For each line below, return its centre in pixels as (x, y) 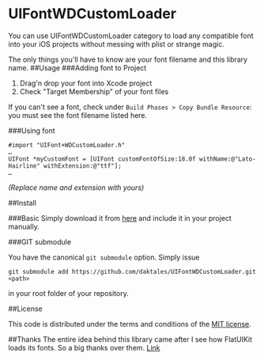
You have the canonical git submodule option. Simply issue (104, 257)
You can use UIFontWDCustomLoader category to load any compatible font (131, 36)
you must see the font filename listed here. (78, 115)
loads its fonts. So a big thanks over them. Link (84, 347)
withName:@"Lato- (228, 159)
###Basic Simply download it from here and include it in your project (120, 218)
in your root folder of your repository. (68, 293)
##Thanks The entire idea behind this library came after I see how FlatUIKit (130, 339)
